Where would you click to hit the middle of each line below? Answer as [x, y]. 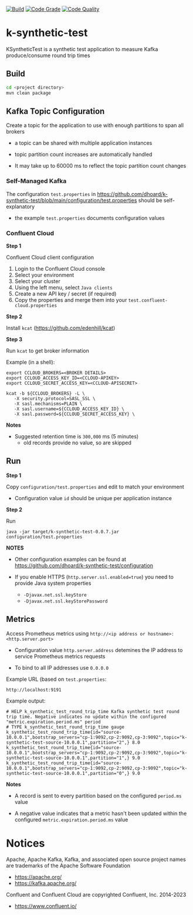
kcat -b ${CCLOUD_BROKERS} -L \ [45, 393]
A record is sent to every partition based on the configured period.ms [98, 796]
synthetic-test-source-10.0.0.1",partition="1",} [68, 758]
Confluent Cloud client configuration [50, 257]
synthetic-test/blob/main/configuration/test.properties [72, 200]
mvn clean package [28, 93]
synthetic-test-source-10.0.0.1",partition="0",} [68, 773]
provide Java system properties [53, 583]
